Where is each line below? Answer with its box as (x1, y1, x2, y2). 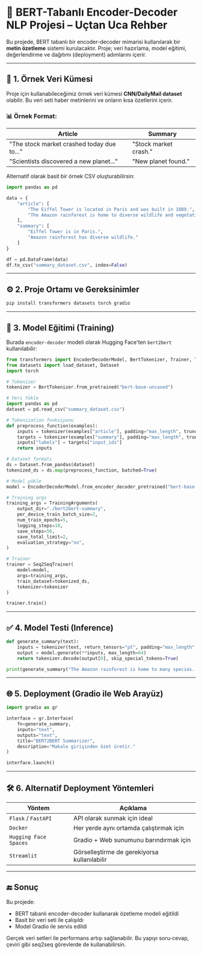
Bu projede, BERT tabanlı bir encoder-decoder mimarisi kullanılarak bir (6, 38, 181, 45)
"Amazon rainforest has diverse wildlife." (28, 234, 138, 240)
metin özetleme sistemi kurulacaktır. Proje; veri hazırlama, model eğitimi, (6, 45, 187, 52)
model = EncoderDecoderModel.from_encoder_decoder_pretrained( (6, 484, 168, 490)
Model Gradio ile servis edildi (14, 923, 87, 930)
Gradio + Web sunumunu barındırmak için (73, 835, 191, 844)
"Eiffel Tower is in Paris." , (28, 229, 103, 235)
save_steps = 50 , (17, 528, 55, 534)
